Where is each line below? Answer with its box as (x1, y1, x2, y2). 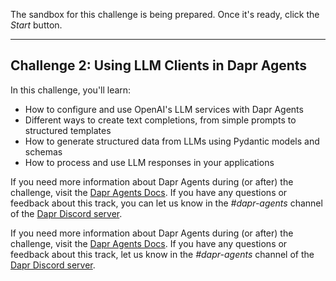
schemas (24, 145, 63, 158)
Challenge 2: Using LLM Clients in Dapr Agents (10, 57, 308, 74)
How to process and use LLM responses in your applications (24, 156, 275, 168)
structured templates (24, 124, 112, 136)
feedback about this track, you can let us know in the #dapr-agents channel (10, 197, 323, 209)
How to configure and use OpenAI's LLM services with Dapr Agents (24, 103, 304, 115)
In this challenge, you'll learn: (10, 84, 132, 96)
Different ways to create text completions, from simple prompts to (24, 114, 297, 126)
